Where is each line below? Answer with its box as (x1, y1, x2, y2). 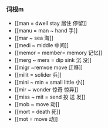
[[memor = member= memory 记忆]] (14, 49, 103, 57)
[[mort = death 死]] (14, 108, 60, 116)
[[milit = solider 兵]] (14, 71, 62, 78)
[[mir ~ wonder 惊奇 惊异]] (14, 86, 79, 93)
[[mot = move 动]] (14, 116, 58, 123)
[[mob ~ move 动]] (14, 101, 60, 108)
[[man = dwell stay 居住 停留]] (14, 19, 87, 27)
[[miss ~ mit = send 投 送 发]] (14, 93, 86, 101)
